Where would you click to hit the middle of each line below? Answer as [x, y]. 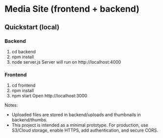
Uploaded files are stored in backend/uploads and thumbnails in [76, 115]
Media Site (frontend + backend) [72, 9]
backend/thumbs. [29, 120]
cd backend [24, 51]
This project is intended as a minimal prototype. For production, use [80, 125]
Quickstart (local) [32, 27]
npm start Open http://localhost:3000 [49, 96]
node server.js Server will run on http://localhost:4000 [66, 62]
